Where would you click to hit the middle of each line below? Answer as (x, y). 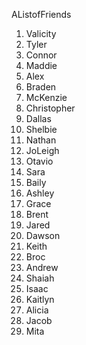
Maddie (41, 65)
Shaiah (40, 278)
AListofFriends (41, 14)
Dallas (38, 118)
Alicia (37, 310)
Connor (41, 55)
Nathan (41, 140)
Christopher (50, 108)
